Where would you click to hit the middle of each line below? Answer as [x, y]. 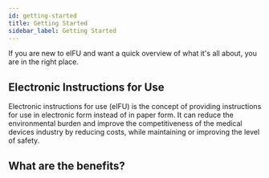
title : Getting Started [48, 23]
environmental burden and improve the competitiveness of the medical [125, 123]
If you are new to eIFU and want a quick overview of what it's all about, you [132, 54]
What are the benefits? [67, 166]
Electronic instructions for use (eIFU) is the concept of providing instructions [135, 107]
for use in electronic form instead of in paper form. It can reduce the [121, 115]
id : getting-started [43, 16]
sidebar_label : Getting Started [62, 30]
